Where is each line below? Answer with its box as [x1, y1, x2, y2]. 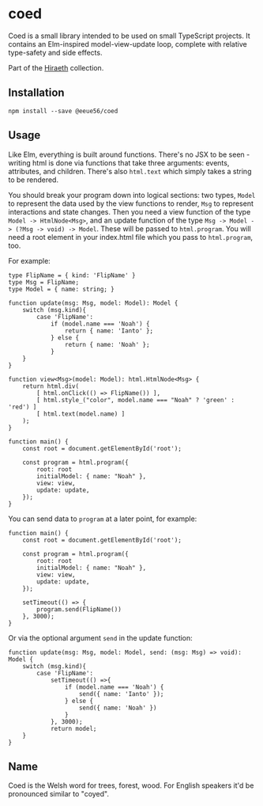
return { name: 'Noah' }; [64, 340, 150, 348]
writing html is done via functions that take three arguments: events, [8, 158, 230, 167]
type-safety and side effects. [8, 48, 103, 57]
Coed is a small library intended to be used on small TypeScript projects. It [8, 31, 250, 40]
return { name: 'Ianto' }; [64, 326, 154, 335]
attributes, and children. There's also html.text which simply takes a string [8, 166, 252, 176]
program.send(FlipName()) [36, 605, 122, 614]
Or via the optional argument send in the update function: [8, 633, 193, 642]
